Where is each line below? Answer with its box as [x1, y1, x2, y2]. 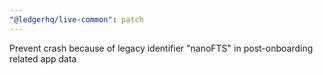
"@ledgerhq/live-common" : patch [9, 14, 144, 25]
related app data [9, 52, 77, 65]
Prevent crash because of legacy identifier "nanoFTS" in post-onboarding [9, 42, 314, 54]
